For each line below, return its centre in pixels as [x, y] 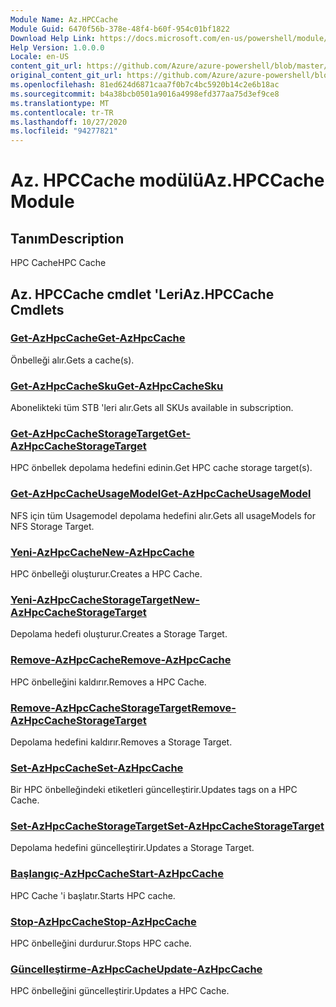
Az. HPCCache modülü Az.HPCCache [167, 180]
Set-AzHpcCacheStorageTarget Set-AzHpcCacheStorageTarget [167, 826]
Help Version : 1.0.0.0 [57, 47]
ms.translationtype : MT [60, 103]
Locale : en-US [40, 57]
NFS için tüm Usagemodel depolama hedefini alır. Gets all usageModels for [163, 515]
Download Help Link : [53, 38]
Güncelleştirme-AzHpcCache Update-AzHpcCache [136, 969]
